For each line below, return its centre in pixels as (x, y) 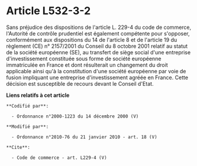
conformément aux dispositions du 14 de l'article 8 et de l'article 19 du (92, 40)
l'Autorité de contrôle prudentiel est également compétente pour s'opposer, (98, 33)
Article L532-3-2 (49, 11)
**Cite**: (18, 147)
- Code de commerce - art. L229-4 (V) (59, 158)
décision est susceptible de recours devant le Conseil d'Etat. (80, 83)
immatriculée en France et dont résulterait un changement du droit (87, 65)
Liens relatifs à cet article (38, 95)
